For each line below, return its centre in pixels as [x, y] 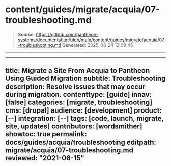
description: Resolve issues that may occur [76, 87]
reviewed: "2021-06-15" [45, 158]
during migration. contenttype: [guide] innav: [79, 94]
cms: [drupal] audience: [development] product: [83, 110]
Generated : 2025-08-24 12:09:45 [97, 45]
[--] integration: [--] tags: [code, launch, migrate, [84, 118]
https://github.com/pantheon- [67, 34]
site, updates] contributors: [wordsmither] [74, 127]
